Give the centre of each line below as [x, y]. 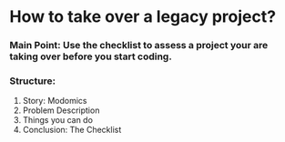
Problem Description [61, 110]
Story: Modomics [55, 101]
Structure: [33, 81]
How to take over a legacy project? [142, 17]
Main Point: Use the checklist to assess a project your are [139, 46]
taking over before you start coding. [91, 56]
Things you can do [58, 120]
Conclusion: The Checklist [72, 130]
